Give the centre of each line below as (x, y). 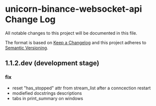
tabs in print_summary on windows (48, 98)
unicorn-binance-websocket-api (74, 9)
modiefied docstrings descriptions (47, 93)
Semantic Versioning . (27, 48)
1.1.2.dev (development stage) (52, 63)
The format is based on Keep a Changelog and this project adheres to (76, 42)
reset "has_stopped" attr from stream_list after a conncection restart (81, 88)
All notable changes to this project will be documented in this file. (71, 33)
